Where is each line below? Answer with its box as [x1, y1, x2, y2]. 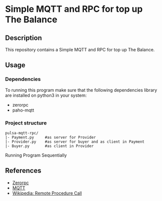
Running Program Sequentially [5, 152, 67, 158]
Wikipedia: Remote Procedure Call [12, 190, 82, 196]
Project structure [5, 120, 47, 126]
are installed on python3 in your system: [5, 92, 87, 98]
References [5, 166, 41, 175]
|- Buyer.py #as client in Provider [5, 143, 94, 149]
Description [5, 34, 42, 42]
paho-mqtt [12, 107, 35, 113]
